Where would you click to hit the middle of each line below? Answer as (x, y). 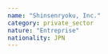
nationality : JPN (36, 38)
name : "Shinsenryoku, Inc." (54, 15)
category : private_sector (50, 23)
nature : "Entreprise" (44, 30)
